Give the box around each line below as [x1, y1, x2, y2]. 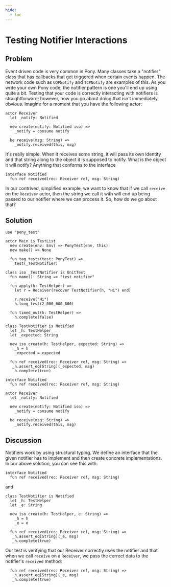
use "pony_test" [5, 230, 40, 235]
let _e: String [10, 503, 42, 508]
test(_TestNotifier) [14, 261, 58, 266]
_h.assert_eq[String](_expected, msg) [12, 364, 95, 369]
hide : [5, 7, 17, 13]
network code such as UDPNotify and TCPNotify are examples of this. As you [5, 79, 166, 85]
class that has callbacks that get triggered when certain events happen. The [5, 74, 165, 80]
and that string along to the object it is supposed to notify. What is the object [5, 156, 166, 163]
